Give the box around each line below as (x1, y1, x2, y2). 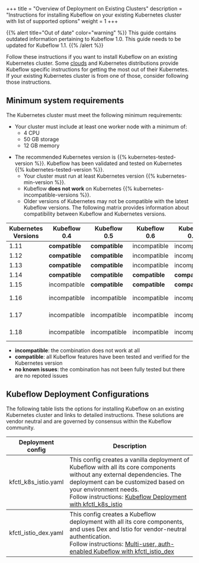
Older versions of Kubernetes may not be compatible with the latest (23, 197, 189, 204)
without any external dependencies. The (69, 470, 182, 479)
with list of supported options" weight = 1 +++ (6, 18, 118, 24)
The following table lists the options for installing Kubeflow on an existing (6, 405, 185, 412)
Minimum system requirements (6, 96, 124, 106)
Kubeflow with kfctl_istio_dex (94, 547, 175, 555)
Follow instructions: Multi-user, (69, 540, 157, 548)
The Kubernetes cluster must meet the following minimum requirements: (6, 111, 182, 118)
